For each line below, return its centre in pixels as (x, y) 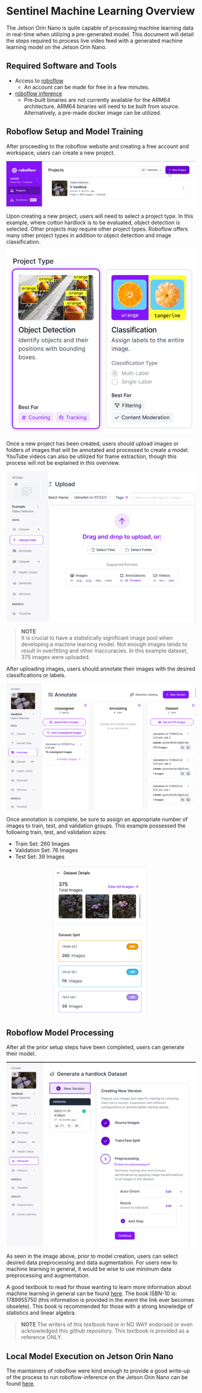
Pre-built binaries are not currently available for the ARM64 (97, 100)
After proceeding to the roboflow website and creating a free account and (98, 146)
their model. (21, 1054)
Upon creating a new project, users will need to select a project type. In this (100, 216)
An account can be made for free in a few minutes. (87, 87)
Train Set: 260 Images (42, 844)
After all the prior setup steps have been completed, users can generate (95, 1047)
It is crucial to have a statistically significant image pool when (97, 638)
